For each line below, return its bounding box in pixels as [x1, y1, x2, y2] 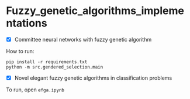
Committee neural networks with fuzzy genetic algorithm [14, 36, 152, 43]
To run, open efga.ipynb [6, 86, 64, 93]
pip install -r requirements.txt [6, 59, 88, 65]
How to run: [6, 48, 34, 54]
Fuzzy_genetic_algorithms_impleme [6, 4, 184, 18]
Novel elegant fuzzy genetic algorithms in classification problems [14, 74, 172, 81]
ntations [6, 16, 48, 30]
